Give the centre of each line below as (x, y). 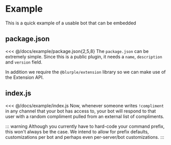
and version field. (24, 62)
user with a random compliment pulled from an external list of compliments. (85, 116)
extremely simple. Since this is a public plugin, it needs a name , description (84, 56)
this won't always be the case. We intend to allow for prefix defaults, (77, 132)
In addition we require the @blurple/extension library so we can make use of (86, 72)
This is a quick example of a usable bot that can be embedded (71, 23)
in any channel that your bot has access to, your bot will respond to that (81, 111)
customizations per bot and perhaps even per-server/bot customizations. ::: (85, 137)
